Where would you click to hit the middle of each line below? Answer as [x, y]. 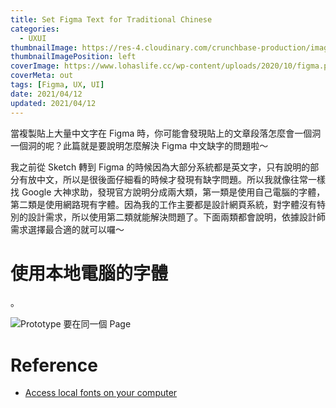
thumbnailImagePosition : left [73, 57]
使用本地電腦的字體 [89, 273]
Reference [54, 365]
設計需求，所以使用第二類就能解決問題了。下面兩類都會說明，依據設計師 [176, 217]
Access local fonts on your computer [101, 393]
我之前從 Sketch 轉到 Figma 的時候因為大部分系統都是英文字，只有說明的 [160, 167]
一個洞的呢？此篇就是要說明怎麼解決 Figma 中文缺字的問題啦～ [139, 145]
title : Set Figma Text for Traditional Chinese [111, 19]
